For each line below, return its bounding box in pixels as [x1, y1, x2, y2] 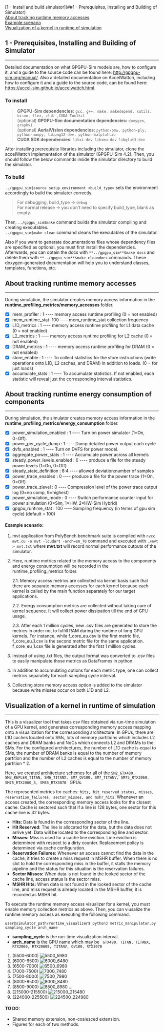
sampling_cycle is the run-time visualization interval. [12, 934, 119, 940]
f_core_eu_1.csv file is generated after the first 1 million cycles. [12, 643, 137, 649]
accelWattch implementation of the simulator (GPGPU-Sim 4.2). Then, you [5, 151, 154, 157]
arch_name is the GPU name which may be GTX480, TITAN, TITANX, [12, 939, 151, 945]
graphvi [17, 123, 33, 128]
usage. [12, 613, 26, 619]
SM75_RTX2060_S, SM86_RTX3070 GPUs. [5, 780, 82, 785]
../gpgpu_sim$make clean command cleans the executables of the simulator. [5, 229, 158, 236]
